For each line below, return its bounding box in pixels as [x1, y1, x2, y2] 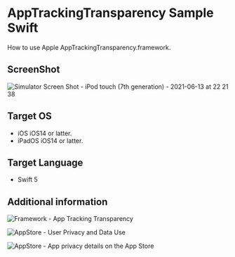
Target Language [7, 156, 83, 168]
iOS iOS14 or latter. [17, 129, 72, 137]
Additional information [7, 196, 108, 208]
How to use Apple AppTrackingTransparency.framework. [7, 43, 171, 51]
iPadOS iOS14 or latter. [17, 136, 83, 145]
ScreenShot [7, 63, 60, 75]
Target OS [7, 111, 53, 123]
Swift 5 [17, 175, 39, 184]
